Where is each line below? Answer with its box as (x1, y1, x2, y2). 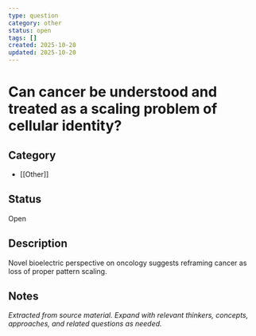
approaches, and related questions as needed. (8, 319, 162, 329)
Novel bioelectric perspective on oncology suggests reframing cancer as (8, 258, 247, 268)
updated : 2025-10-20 (8, 49, 77, 57)
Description (8, 236, 68, 251)
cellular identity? (8, 117, 122, 135)
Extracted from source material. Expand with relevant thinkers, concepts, (8, 311, 249, 320)
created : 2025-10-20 (8, 41, 77, 49)
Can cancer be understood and (8, 83, 217, 101)
